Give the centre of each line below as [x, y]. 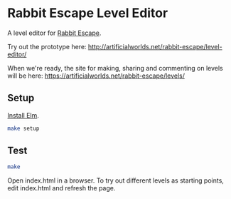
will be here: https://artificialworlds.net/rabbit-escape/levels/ [96, 76]
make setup [23, 128]
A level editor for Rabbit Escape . [54, 33]
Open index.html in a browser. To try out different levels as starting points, [116, 180]
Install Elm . [23, 115]
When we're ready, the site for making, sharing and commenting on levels [115, 68]
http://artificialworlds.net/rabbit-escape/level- [155, 46]
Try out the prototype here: [47, 46]
